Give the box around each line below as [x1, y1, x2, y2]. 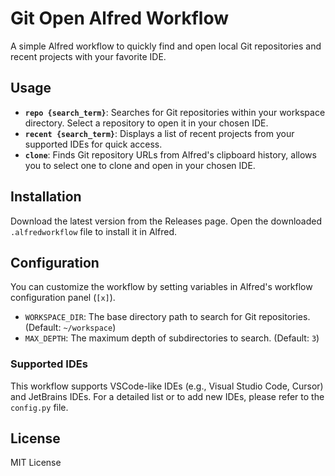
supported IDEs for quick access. [24, 138, 163, 150]
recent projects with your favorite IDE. [10, 50, 167, 62]
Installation [10, 188, 82, 206]
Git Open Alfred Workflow [10, 7, 230, 30]
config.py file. [10, 401, 69, 413]
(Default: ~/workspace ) [24, 322, 117, 334]
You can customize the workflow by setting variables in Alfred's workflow [10, 281, 313, 293]
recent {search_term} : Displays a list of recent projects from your [24, 127, 295, 139]
